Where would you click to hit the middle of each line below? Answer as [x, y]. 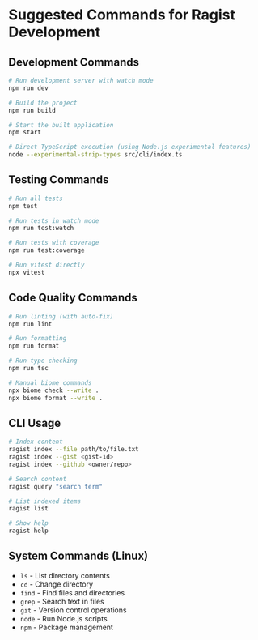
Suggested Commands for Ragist [122, 15]
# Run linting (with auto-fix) [61, 316]
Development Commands [74, 62]
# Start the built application [61, 125]
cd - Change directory [57, 584]
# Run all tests [36, 198]
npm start [25, 132]
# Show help [28, 523]
